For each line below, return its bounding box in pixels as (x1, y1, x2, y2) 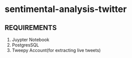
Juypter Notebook (11, 36, 49, 42)
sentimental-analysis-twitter (4, 3, 127, 15)
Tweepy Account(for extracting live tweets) (11, 47, 101, 53)
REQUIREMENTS (4, 23, 57, 32)
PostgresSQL (11, 42, 39, 48)
